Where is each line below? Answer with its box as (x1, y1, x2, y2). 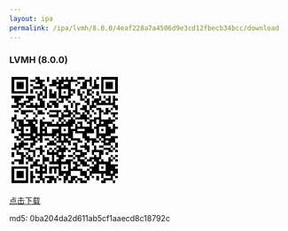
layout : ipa (9, 14, 53, 23)
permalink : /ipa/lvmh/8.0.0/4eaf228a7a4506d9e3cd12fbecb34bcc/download (9, 23, 279, 33)
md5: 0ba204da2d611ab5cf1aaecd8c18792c (9, 212, 171, 223)
